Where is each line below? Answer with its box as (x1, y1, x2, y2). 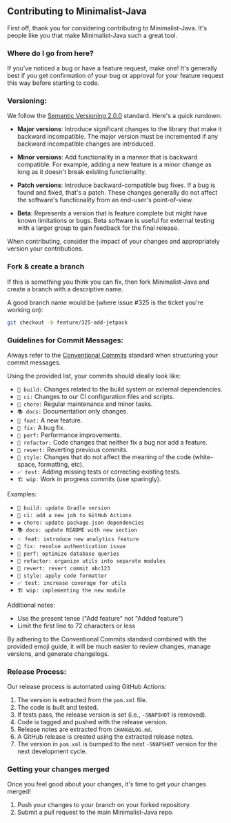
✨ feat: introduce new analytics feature (17, 535, 139, 543)
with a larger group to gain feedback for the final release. (17, 224, 179, 232)
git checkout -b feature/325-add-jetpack (7, 319, 128, 326)
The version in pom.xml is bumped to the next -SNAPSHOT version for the (17, 740, 217, 748)
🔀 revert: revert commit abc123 (17, 565, 110, 572)
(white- (192, 452, 214, 461)
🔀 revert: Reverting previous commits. (17, 445, 128, 454)
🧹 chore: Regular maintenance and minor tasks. (17, 400, 153, 408)
